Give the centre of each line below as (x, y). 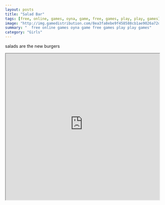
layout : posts (20, 10)
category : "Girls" (24, 32)
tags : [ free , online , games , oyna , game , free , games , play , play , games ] (83, 19)
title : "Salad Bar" (25, 14)
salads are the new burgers (32, 46)
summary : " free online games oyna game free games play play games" (78, 28)
